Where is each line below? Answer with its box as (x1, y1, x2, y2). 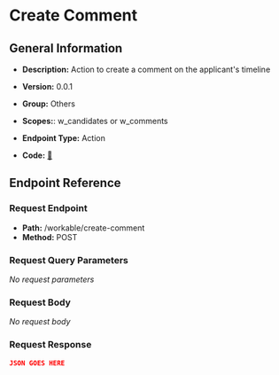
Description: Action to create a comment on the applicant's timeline (21, 64, 271, 74)
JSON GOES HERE (9, 358, 66, 368)
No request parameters (9, 274, 95, 285)
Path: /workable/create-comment (21, 223, 145, 233)
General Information (9, 41, 123, 56)
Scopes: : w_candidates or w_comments (21, 116, 168, 126)
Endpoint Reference (9, 176, 121, 191)
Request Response (9, 339, 92, 351)
